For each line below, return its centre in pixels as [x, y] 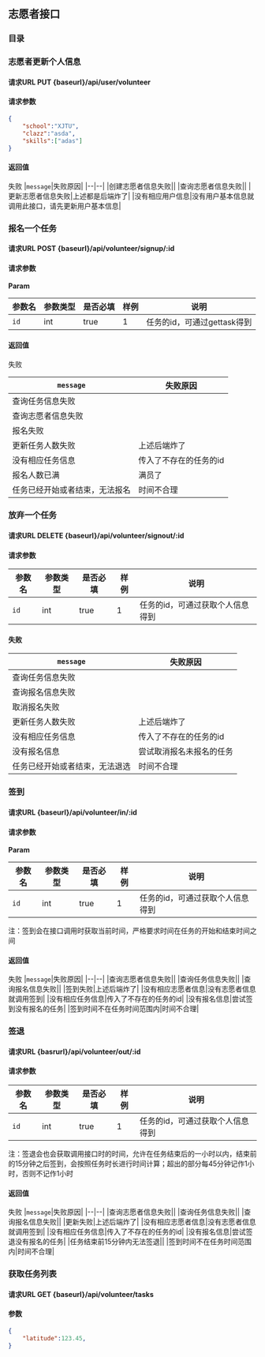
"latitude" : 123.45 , [54, 1338]
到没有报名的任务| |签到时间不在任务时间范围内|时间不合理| [104, 1009]
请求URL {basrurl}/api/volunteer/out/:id [75, 1051]
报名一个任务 [33, 228]
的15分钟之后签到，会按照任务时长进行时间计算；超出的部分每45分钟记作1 [128, 1164]
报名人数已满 [36, 474]
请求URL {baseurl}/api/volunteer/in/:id [73, 812]
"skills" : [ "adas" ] [52, 141]
